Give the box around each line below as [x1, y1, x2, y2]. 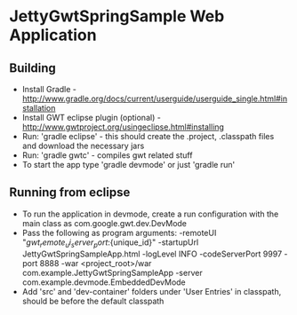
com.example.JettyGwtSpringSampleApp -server [21, 267, 203, 278]
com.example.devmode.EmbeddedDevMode [21, 277, 187, 287]
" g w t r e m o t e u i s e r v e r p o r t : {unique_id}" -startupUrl [21, 237, 199, 249]
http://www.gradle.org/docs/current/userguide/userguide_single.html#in [21, 93, 287, 104]
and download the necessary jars [21, 140, 145, 151]
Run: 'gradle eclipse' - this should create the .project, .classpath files [21, 131, 275, 141]
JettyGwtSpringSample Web [9, 6, 225, 27]
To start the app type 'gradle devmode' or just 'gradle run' [21, 160, 236, 169]
